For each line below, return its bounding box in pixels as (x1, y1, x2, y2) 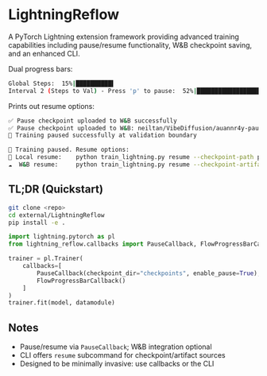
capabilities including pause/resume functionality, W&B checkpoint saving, (8, 40, 253, 49)
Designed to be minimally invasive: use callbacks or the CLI (19, 359, 215, 369)
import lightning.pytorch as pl (8, 233, 115, 241)
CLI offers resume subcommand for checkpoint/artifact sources (19, 351, 226, 360)
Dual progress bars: (8, 64, 73, 73)
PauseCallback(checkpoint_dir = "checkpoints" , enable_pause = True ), (37, 269, 261, 277)
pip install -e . (8, 219, 66, 227)
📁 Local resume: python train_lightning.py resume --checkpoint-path (8, 153, 254, 161)
